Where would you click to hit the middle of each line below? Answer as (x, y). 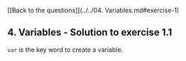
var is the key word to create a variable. (65, 50)
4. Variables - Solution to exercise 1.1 (90, 32)
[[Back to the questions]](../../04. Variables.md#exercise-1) (93, 10)
